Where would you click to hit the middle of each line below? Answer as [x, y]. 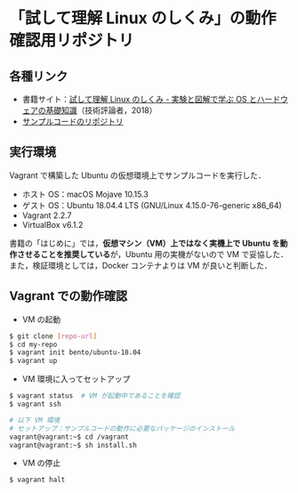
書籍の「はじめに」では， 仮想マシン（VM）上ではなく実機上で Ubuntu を [145, 243]
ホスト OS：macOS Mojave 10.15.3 [85, 194]
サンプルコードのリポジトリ [73, 121]
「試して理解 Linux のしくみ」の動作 [143, 18]
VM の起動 [41, 319]
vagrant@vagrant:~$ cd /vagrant [69, 437]
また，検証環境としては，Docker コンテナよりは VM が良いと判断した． [141, 265]
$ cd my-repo [33, 344]
